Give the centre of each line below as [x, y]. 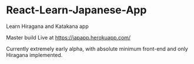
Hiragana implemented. [34, 55]
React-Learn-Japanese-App [76, 10]
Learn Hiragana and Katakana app [48, 26]
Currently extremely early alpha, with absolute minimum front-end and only [97, 49]
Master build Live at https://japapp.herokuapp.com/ [68, 37]
